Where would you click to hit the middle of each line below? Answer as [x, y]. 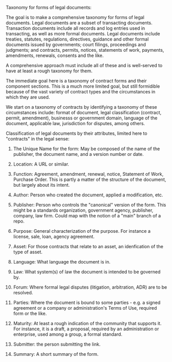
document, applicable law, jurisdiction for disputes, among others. [76, 123]
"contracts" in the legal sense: [38, 139]
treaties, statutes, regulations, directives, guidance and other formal [77, 39]
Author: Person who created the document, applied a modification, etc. [88, 195]
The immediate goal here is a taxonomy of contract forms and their [77, 81]
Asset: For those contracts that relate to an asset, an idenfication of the [88, 246]
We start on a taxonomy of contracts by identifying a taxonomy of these [82, 107]
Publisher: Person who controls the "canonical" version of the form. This [90, 205]
